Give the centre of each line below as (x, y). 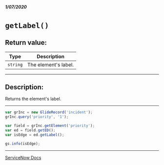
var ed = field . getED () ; (30, 130)
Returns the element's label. (33, 99)
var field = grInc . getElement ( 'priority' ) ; (50, 126)
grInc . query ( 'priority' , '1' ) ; (37, 117)
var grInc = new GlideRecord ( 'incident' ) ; (49, 112)
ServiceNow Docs (23, 157)
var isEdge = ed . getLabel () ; (35, 135)
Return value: (26, 43)
